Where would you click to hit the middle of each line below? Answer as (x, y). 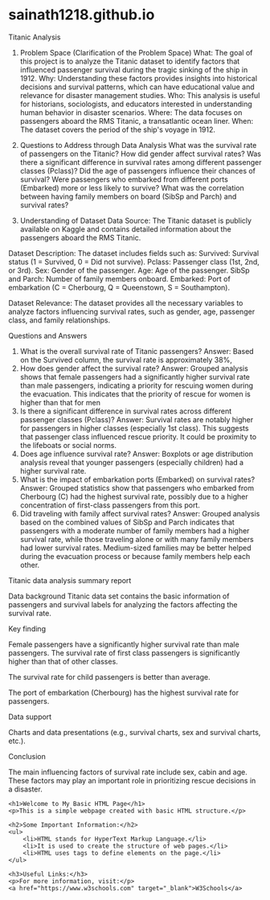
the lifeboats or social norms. (68, 445)
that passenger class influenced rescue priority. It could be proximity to (138, 437)
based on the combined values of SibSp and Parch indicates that (127, 522)
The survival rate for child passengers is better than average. (109, 676)
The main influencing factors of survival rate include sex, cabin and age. (128, 772)
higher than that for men (60, 402)
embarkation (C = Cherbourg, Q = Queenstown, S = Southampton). (119, 287)
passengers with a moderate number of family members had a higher (135, 530)
